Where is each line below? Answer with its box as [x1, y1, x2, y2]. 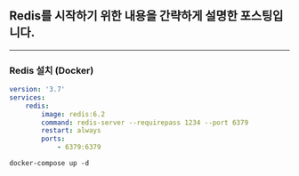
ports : [41, 134, 66, 144]
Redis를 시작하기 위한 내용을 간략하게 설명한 [9, 8, 238, 24]
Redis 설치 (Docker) [9, 64, 94, 76]
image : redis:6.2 [41, 109, 105, 118]
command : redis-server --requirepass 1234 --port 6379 [41, 118, 249, 127]
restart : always [41, 126, 101, 135]
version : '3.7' [9, 85, 66, 94]
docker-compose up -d [9, 159, 90, 168]
